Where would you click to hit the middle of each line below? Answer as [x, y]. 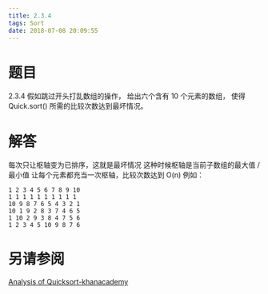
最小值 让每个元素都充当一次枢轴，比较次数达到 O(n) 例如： [106, 175]
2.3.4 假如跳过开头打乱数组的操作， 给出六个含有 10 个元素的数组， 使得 [127, 96]
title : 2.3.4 [30, 16]
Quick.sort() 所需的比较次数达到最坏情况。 [78, 106]
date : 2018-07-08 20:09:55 [53, 30]
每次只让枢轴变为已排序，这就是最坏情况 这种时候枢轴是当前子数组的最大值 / [134, 165]
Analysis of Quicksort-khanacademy [68, 282]
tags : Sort [26, 23]
